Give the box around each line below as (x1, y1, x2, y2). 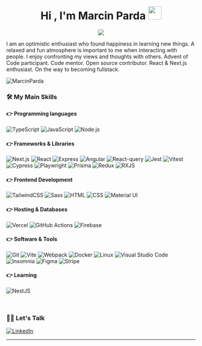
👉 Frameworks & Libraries (6, 140, 75, 147)
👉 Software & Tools (6, 235, 58, 243)
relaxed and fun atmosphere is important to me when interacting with (6, 46, 177, 53)
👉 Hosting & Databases (6, 206, 68, 213)
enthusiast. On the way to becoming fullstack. (6, 65, 120, 73)
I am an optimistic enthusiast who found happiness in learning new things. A (6, 40, 195, 47)
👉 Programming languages (6, 110, 77, 117)
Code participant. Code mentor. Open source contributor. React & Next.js (6, 59, 188, 66)
